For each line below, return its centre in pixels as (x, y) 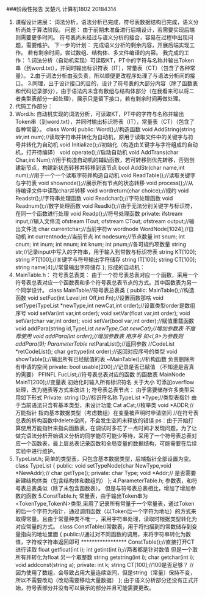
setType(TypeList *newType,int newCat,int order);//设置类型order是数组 (105, 306)
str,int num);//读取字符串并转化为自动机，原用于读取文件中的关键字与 (102, 137)
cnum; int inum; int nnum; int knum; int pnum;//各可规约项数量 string (101, 244)
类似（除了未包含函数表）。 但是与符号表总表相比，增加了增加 (113, 488)
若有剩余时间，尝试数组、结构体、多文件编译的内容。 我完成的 (106, 53)
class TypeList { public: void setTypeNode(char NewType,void (93, 466)
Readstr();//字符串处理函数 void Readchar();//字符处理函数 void (94, 198)
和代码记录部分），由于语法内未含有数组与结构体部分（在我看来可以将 (102, 91)
